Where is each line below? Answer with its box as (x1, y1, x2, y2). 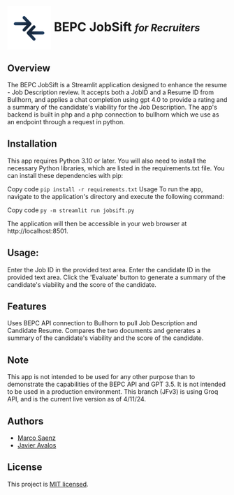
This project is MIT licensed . (7, 480, 89, 488)
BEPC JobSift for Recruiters (53, 19, 200, 35)
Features (7, 301, 47, 313)
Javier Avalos (17, 441, 57, 450)
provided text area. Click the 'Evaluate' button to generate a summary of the (7, 273, 226, 281)
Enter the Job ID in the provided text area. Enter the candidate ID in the (7, 265, 211, 274)
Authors (7, 415, 44, 427)
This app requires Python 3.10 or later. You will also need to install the (7, 156, 207, 165)
